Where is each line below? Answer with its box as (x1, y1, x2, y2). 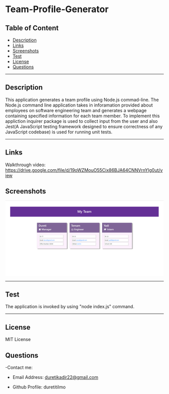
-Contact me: (5, 365, 33, 371)
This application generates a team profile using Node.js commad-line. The (5, 96, 159, 103)
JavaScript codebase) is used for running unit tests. (5, 129, 113, 135)
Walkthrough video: (5, 162, 46, 168)
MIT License (5, 336, 31, 342)
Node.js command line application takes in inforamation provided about (5, 102, 153, 108)
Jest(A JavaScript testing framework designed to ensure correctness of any (5, 123, 163, 129)
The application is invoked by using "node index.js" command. (5, 304, 135, 310)
